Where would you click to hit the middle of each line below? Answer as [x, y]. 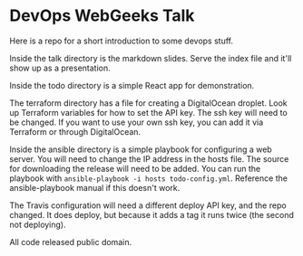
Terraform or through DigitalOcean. [75, 131]
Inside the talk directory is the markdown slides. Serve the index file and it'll [151, 58]
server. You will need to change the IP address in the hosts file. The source [149, 158]
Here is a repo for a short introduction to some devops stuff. [122, 41]
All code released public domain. [71, 242]
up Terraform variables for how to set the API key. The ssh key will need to [148, 112]
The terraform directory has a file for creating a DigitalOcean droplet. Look [148, 103]
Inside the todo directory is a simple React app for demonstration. [132, 85]
